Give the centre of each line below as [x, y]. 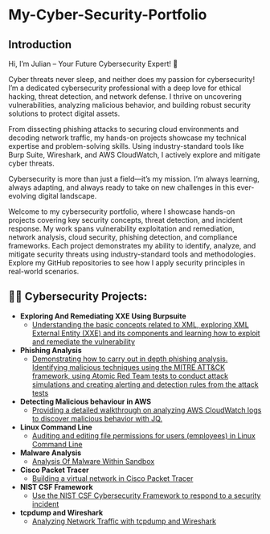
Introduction [40, 45]
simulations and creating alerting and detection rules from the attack [145, 384]
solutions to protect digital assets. [64, 113]
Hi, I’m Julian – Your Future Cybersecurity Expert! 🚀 [93, 64]
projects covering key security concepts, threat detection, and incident [126, 220]
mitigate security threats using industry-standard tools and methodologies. [132, 254]
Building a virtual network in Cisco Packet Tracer [112, 478]
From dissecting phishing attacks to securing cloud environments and [124, 129]
